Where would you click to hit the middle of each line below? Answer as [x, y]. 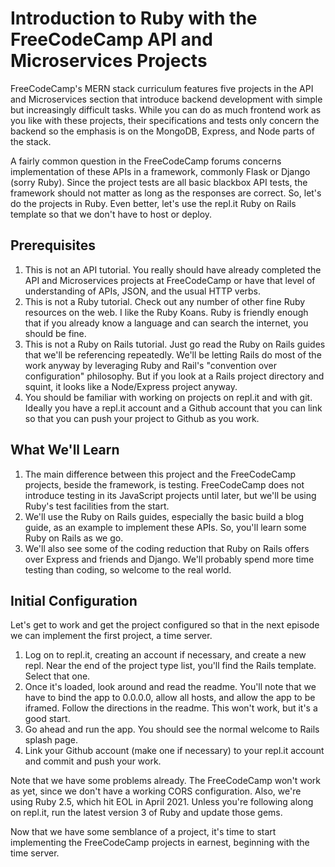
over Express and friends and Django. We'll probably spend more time [169, 559]
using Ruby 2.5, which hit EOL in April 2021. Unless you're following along [162, 802]
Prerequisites [53, 245]
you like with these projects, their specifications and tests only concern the [165, 120]
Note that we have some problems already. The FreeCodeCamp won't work [166, 781]
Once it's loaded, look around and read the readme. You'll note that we [170, 687]
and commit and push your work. [93, 761]
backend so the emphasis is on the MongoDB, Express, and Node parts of [162, 131]
